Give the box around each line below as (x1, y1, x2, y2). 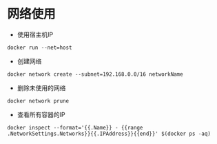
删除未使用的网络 (17, 83, 66, 92)
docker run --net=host (7, 44, 72, 51)
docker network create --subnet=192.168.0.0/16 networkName (7, 70, 184, 78)
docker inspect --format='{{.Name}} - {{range (7, 124, 143, 131)
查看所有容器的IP (17, 110, 65, 119)
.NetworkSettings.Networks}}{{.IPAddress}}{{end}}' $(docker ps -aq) (7, 130, 211, 137)
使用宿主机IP (17, 30, 54, 39)
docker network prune (7, 97, 70, 104)
